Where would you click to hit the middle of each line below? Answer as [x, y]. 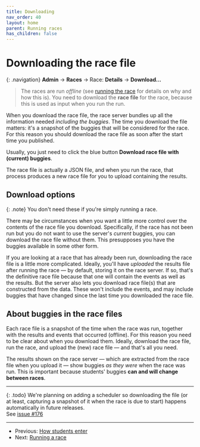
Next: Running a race [40, 437]
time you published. [30, 141]
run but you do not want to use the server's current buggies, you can [91, 233]
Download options [41, 195]
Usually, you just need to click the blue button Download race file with [93, 152]
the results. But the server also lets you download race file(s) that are [91, 282]
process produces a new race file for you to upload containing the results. [97, 177]
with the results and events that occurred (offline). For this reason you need [99, 335]
